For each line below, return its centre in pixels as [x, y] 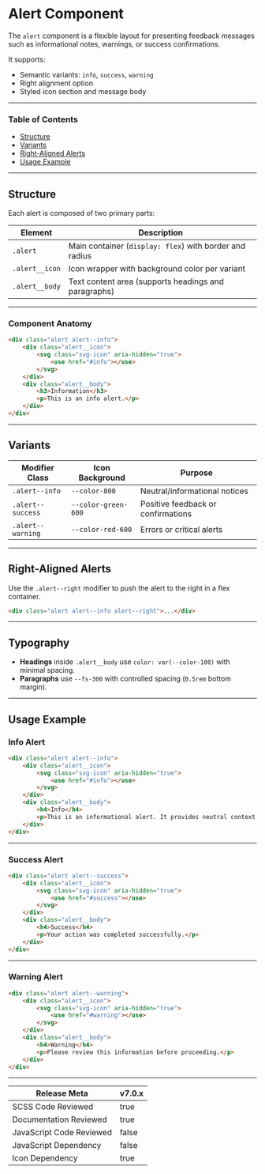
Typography [39, 642]
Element [37, 232]
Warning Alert [35, 977]
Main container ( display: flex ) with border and [157, 246]
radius [80, 256]
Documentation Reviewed [60, 1119]
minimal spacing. [47, 670]
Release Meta [62, 1093]
